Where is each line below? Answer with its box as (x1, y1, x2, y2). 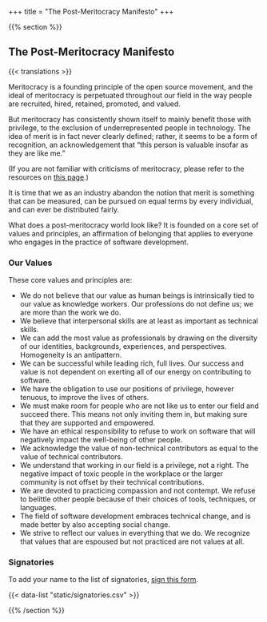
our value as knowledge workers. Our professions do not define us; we (19, 299, 254, 309)
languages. (19, 503, 58, 513)
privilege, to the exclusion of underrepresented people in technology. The (8, 123, 251, 133)
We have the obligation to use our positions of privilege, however (19, 384, 234, 394)
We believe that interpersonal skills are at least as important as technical (19, 316, 258, 326)
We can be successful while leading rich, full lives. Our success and (19, 359, 244, 368)
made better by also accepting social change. (19, 520, 170, 529)
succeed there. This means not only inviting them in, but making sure (19, 410, 248, 419)
